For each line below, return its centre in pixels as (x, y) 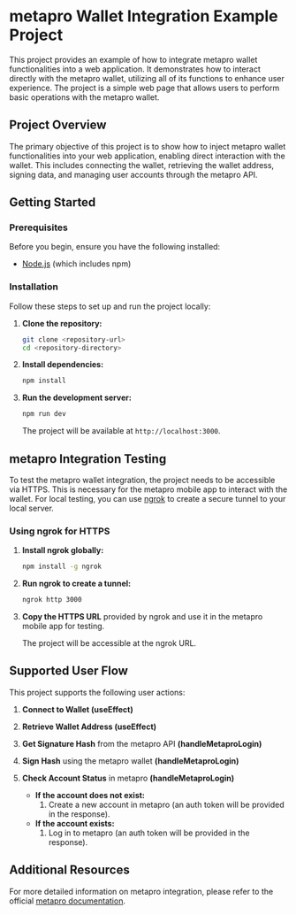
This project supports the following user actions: (97, 692)
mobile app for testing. (63, 627)
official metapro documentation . (68, 901)
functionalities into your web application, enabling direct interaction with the (147, 156)
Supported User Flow (68, 671)
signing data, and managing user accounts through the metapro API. (133, 174)
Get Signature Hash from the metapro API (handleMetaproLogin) (142, 743)
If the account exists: (75, 823)
